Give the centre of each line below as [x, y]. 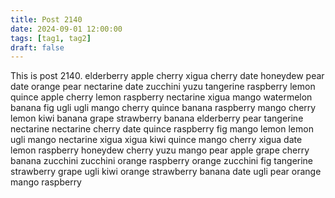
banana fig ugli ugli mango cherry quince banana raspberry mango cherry [163, 108]
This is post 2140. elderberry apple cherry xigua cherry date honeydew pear [167, 76]
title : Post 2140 [46, 19]
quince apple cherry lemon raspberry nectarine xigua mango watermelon [161, 97]
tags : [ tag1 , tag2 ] [51, 38]
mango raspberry [46, 182]
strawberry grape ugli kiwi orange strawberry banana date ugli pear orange [166, 172]
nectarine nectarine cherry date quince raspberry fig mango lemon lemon [162, 129]
